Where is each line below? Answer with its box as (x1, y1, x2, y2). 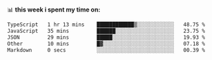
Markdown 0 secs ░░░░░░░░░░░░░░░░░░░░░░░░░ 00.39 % (7, 46, 206, 53)
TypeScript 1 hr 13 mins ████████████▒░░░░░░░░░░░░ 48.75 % (7, 21, 206, 28)
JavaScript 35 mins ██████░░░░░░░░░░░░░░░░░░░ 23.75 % (7, 27, 206, 34)
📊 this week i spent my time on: (7, 5, 101, 14)
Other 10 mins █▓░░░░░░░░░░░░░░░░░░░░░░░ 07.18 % (7, 40, 206, 47)
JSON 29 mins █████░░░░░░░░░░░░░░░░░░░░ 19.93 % (7, 33, 206, 41)
